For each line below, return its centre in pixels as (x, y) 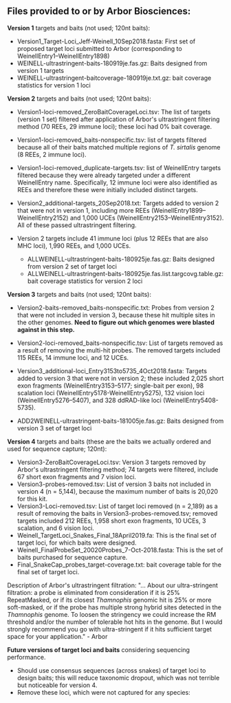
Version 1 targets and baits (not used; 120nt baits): (78, 28)
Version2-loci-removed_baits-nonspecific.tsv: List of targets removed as (120, 343)
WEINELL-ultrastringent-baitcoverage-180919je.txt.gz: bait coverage (114, 78)
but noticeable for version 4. (57, 685)
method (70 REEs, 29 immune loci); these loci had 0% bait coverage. (114, 126)
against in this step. (46, 329)
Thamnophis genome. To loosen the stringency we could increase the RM (112, 614)
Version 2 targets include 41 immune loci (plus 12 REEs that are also (112, 238)
